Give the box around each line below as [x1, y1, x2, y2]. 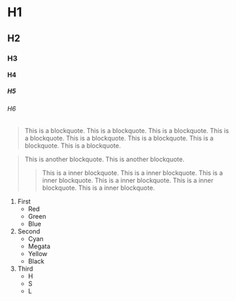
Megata [27, 242, 51, 250]
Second [17, 226, 41, 236]
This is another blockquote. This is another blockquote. [24, 155, 185, 163]
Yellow [27, 249, 48, 257]
